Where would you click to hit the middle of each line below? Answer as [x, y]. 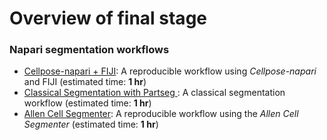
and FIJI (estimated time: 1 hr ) [85, 82]
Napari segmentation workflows [89, 50]
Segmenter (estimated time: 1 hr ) [91, 124]
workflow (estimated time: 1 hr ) [87, 103]
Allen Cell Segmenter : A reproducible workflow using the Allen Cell [161, 114]
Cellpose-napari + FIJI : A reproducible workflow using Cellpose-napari [170, 71]
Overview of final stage [108, 18]
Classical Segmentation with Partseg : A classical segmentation [154, 93]
